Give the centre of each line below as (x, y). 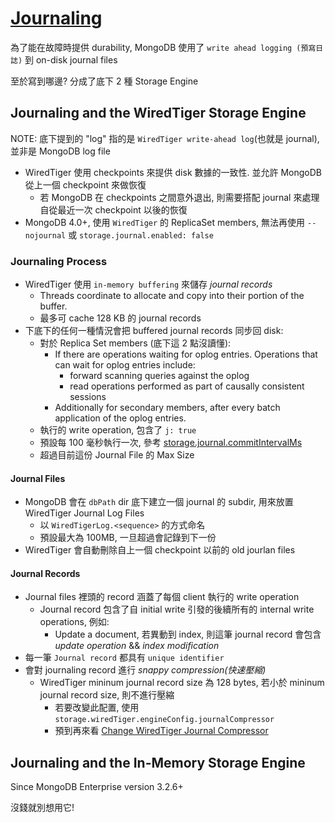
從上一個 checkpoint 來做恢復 (85, 184)
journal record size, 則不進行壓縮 (107, 695)
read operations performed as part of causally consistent (187, 386)
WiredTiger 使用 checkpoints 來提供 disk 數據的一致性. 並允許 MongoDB (173, 172)
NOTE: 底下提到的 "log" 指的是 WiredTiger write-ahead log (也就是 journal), (165, 138)
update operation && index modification (137, 646)
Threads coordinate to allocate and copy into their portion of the (172, 296)
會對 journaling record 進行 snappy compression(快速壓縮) (145, 670)
